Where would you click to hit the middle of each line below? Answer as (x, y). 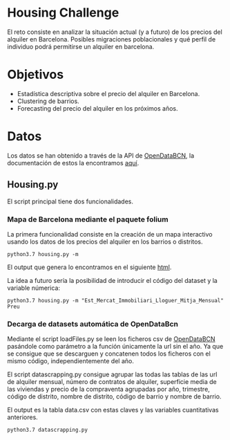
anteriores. (22, 417)
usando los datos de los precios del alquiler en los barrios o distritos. (105, 241)
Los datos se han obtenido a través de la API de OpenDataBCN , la (101, 155)
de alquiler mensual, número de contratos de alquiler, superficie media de (112, 382)
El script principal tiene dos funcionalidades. (70, 201)
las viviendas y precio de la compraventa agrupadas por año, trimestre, (109, 389)
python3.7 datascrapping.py (48, 430)
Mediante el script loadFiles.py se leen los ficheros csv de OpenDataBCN (111, 339)
